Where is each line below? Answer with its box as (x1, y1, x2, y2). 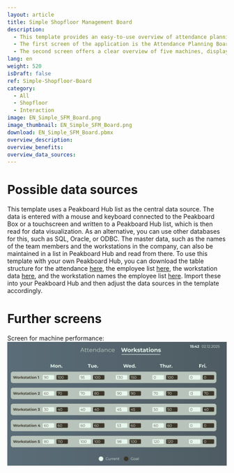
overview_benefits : (7, 144, 64, 151)
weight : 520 (7, 63, 42, 70)
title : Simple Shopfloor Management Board (7, 18, 132, 26)
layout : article (7, 11, 54, 18)
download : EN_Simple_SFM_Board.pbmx (7, 129, 114, 136)
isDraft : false (7, 70, 52, 77)
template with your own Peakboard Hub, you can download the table (7, 257, 204, 265)
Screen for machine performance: (7, 334, 104, 343)
